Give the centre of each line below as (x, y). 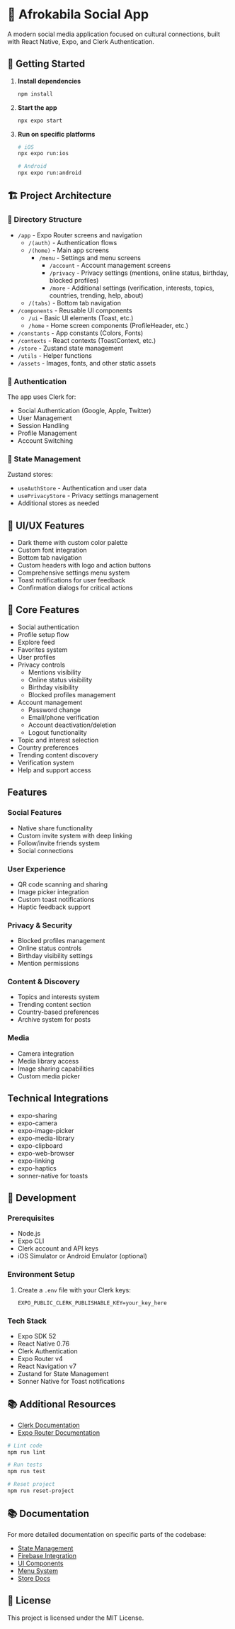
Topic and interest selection (58, 740)
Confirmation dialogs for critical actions (75, 588)
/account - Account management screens (110, 265)
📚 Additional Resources (62, 1405)
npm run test (27, 1472)
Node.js (29, 1234)
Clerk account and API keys (58, 1248)
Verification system (46, 762)
